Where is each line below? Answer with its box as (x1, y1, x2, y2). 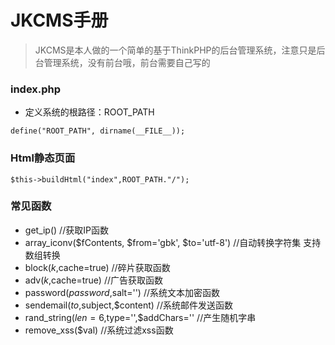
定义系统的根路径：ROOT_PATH (24, 106, 155, 118)
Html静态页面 (10, 151, 76, 165)
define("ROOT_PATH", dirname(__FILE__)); (10, 126, 186, 136)
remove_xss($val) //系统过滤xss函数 (24, 324, 174, 336)
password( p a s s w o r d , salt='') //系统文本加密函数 (24, 286, 220, 298)
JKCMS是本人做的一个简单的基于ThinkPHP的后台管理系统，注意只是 (34, 44, 317, 56)
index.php (10, 82, 62, 96)
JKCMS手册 (10, 9, 109, 32)
